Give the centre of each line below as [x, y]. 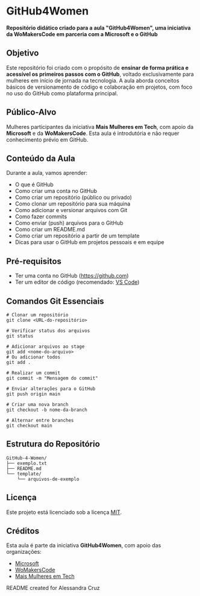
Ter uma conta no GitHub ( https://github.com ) [72, 276]
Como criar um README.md [50, 230]
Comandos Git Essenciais [55, 301]
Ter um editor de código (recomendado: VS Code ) [77, 282]
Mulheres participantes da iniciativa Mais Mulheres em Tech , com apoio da [100, 127]
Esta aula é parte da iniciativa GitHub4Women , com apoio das [84, 545]
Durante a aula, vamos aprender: [47, 173]
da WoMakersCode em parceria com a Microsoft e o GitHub [82, 34]
